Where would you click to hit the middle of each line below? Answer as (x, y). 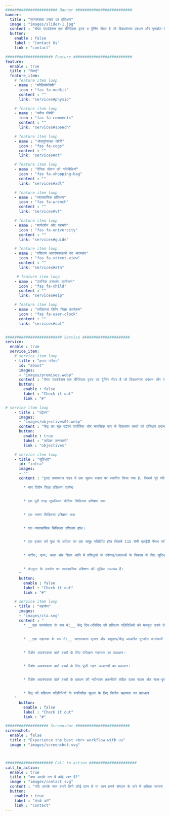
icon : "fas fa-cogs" (41, 146)
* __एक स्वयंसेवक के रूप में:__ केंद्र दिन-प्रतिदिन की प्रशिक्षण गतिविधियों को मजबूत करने (92, 625)
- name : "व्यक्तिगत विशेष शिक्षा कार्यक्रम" (48, 310)
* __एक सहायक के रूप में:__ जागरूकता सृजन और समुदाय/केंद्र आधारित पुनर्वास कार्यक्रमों (93, 639)
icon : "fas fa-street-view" (49, 258)
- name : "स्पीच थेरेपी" (35, 113)
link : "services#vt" (40, 212)
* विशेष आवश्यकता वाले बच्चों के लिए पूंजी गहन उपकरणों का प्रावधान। (77, 666)
